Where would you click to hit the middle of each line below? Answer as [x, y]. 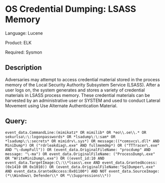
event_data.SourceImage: [134, 171]
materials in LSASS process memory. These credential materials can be [78, 95]
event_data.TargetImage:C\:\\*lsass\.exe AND [52, 163]
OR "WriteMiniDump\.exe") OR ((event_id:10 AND [55, 158]
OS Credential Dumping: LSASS [71, 9]
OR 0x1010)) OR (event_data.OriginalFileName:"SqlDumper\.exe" [89, 167]
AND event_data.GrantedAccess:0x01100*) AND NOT [56, 171]
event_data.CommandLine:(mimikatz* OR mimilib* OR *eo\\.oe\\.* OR [76, 132]
